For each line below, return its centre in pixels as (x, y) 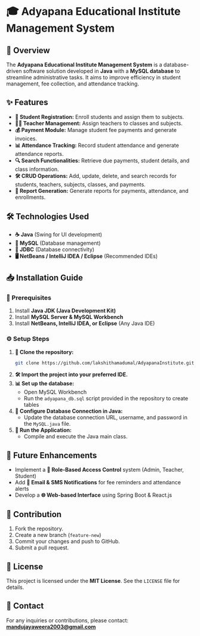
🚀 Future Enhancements (52, 455)
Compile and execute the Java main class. (76, 437)
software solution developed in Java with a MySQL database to (101, 71)
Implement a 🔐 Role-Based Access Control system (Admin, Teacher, (99, 470)
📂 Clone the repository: (44, 352)
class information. (37, 169)
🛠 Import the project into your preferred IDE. (71, 374)
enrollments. (30, 197)
